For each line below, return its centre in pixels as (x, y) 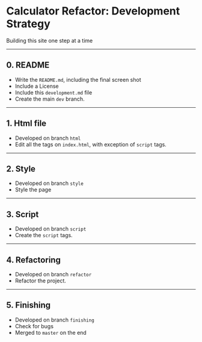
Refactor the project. (40, 281)
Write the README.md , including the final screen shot (78, 79)
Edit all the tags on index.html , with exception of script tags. (90, 144)
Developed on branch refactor (53, 274)
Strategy (29, 24)
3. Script (23, 214)
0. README (28, 65)
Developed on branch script (50, 229)
